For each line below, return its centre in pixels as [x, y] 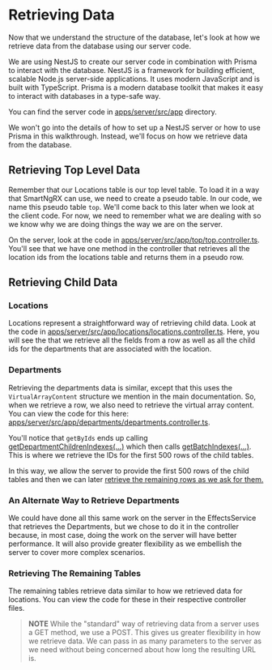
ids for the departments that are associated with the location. [110, 349]
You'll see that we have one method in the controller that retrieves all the [129, 248]
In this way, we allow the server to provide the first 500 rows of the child [129, 471]
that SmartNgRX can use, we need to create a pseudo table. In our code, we [135, 198]
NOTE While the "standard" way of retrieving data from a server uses [144, 624]
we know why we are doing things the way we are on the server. [115, 224]
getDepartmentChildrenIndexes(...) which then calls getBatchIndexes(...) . [130, 446]
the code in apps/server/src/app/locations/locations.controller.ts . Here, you [134, 332]
